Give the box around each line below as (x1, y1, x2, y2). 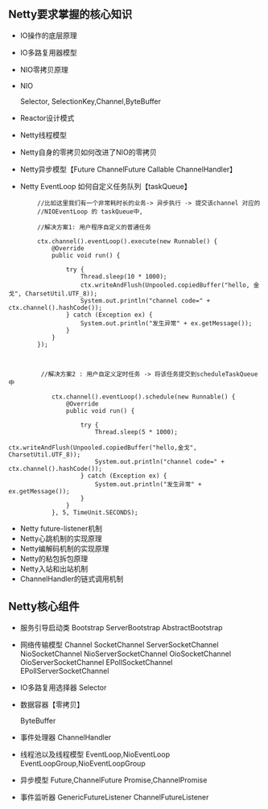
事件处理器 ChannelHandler (19, 732, 112, 742)
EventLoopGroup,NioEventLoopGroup (19, 758, 146, 768)
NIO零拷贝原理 (19, 64, 68, 74)
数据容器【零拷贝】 (19, 700, 85, 709)
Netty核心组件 (8, 600, 80, 613)
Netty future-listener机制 (19, 523, 103, 533)
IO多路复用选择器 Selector (19, 683, 107, 692)
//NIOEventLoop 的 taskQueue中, (37, 208, 143, 216)
